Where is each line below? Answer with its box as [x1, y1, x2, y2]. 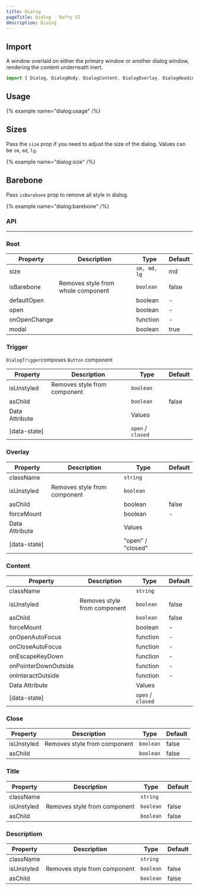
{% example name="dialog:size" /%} [6, 158, 96, 165]
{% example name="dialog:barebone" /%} [6, 202, 110, 209]
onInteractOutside [9, 671, 59, 679]
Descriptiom [6, 829, 43, 838]
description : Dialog [6, 20, 57, 26]
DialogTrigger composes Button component [6, 357, 113, 364]
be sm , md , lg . [6, 147, 37, 154]
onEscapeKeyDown [9, 652, 64, 660]
